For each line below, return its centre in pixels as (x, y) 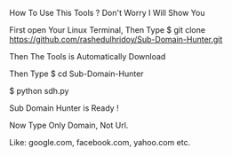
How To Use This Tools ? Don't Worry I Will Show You (107, 13)
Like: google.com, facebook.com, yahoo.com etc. (100, 142)
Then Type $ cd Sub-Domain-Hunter (76, 74)
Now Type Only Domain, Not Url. (69, 125)
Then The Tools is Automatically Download (88, 56)
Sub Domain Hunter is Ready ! (64, 108)
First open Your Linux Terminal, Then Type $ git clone (108, 30)
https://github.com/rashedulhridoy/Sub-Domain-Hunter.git (116, 39)
